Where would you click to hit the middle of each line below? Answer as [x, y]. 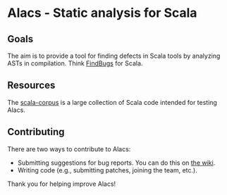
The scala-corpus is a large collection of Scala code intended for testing [112, 102]
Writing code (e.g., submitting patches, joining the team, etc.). [107, 170]
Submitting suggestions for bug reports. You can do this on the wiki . [116, 163]
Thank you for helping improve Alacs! [62, 184]
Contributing [36, 132]
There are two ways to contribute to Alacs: [69, 149]
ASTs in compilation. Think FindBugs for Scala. [75, 63]
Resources [31, 86]
